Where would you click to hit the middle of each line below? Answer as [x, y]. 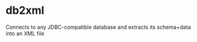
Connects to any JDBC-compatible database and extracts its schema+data [98, 27]
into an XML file [25, 33]
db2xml [25, 10]
